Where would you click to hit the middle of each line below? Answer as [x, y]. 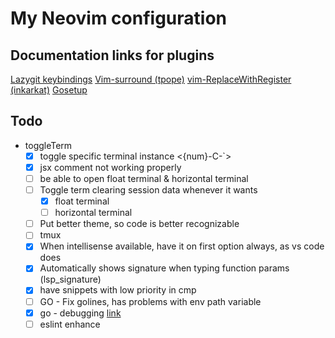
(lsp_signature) [70, 279]
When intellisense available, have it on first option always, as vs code [182, 246]
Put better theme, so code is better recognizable [139, 224]
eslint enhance [70, 324]
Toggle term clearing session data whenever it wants [148, 190]
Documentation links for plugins [112, 55]
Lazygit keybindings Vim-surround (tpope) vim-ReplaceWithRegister [151, 79]
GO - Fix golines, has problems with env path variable [150, 301]
